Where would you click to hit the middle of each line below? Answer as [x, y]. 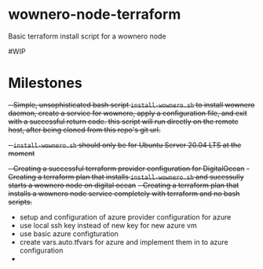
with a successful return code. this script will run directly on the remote [123, 121]
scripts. [20, 202]
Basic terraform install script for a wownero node [87, 36]
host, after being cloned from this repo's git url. [84, 129]
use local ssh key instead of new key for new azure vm [108, 225]
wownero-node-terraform [95, 15]
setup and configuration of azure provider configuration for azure [125, 216]
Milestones [45, 83]
